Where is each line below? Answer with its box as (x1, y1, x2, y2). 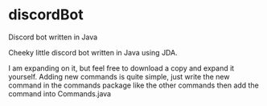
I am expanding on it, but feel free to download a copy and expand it (8, 63, 235, 73)
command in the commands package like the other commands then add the (8, 80, 259, 90)
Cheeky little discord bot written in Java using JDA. (8, 47, 179, 57)
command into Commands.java (8, 88, 111, 98)
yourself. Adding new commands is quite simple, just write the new (8, 71, 230, 81)
